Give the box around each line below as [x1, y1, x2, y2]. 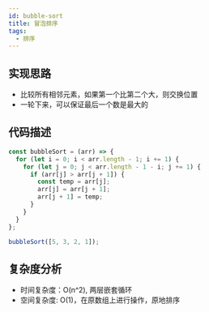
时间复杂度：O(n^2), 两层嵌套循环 [19, 285, 133, 295]
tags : [8, 27, 27, 35]
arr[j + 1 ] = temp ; [37, 193, 104, 201]
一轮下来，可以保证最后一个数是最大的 [19, 100, 148, 109]
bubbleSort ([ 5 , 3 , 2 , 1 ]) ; [8, 237, 100, 246]
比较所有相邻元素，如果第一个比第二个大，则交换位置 [19, 90, 198, 100]
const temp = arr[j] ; [37, 177, 111, 186]
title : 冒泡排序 [8, 19, 58, 28]
